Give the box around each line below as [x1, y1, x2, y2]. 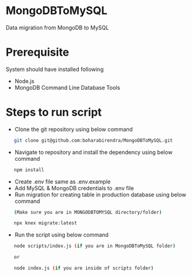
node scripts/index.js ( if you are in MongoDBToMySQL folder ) [13, 243, 175, 249]
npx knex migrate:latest [13, 220, 78, 226]
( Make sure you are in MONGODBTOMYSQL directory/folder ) [13, 209, 163, 215]
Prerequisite [6, 45, 70, 59]
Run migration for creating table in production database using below [14, 191, 186, 198]
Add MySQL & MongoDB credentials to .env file [14, 184, 134, 191]
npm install [13, 166, 45, 173]
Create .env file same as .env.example [14, 178, 111, 185]
